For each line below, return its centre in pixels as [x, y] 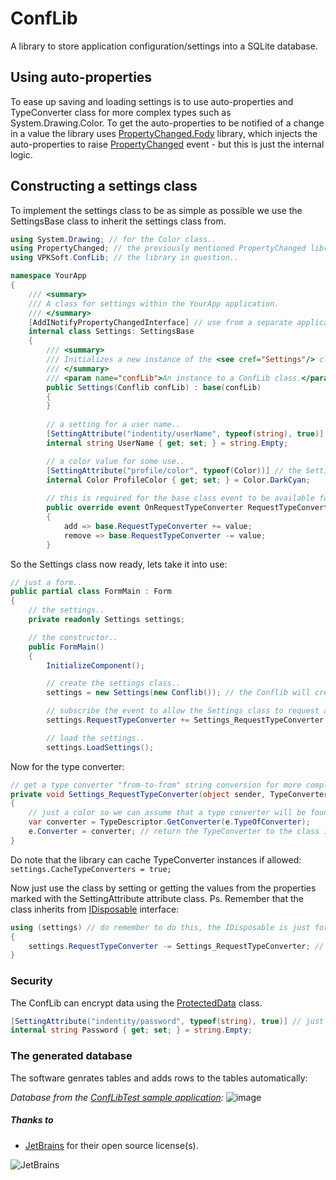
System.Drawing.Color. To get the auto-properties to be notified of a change [167, 123]
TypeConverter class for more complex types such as [121, 112]
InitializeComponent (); [95, 665]
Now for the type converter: [67, 766]
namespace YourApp [48, 276]
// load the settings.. [95, 738]
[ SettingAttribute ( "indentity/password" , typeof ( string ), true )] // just [167, 1021]
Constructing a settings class [104, 186]
